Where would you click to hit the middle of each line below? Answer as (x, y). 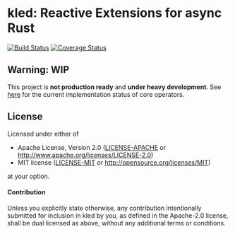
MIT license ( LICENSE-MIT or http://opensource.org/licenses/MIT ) (114, 162)
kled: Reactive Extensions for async (115, 13)
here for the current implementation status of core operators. (96, 94)
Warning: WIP (38, 70)
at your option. (29, 176)
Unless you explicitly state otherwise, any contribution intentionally (104, 208)
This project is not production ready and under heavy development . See (114, 87)
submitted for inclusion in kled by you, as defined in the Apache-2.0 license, (118, 215)
